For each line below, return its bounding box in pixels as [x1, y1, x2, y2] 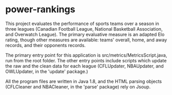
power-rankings [5, 4, 75, 15]
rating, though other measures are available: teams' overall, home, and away [5, 37, 167, 43]
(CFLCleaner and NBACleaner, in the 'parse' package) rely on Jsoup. [5, 83, 151, 90]
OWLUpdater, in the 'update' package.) [5, 68, 88, 75]
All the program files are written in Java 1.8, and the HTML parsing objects [5, 78, 162, 84]
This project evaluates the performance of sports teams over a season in [5, 20, 159, 27]
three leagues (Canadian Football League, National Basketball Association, [5, 26, 163, 32]
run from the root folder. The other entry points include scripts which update [5, 57, 167, 63]
